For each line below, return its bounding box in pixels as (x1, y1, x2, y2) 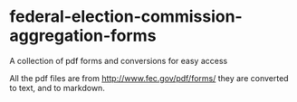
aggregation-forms (9, 25, 157, 46)
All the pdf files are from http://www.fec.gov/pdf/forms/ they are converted (9, 72, 289, 83)
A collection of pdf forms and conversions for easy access (9, 55, 228, 66)
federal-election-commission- (9, 6, 243, 27)
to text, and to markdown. (9, 82, 106, 93)
